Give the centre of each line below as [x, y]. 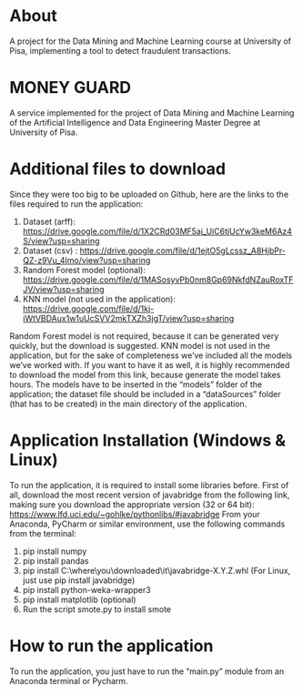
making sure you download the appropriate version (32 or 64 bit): [132, 504]
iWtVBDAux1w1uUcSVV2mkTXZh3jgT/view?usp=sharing [128, 318]
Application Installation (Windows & [148, 440]
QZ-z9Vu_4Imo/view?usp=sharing [86, 260]
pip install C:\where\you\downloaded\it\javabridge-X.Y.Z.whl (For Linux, [157, 570]
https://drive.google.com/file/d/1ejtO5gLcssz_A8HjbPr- [183, 250]
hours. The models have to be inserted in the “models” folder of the [136, 384]
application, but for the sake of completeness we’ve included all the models [151, 355]
